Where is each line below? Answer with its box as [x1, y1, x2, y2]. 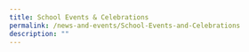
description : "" [9, 29, 69, 38]
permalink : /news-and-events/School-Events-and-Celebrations [9, 21, 241, 30]
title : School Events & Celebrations [9, 12, 149, 22]
